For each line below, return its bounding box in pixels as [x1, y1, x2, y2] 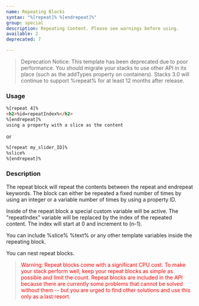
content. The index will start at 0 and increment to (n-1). [6, 220, 143, 227]
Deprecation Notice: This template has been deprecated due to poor [20, 58, 188, 65]
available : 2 [6, 31, 39, 37]
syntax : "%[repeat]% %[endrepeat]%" [6, 14, 97, 20]
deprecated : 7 [6, 36, 42, 42]
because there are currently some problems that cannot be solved [20, 280, 183, 287]
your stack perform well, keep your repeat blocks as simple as [20, 267, 173, 274]
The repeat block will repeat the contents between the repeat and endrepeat [6, 183, 193, 190]
